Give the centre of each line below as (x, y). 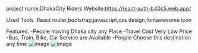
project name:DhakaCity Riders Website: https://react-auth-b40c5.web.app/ (99, 9)
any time (17, 44)
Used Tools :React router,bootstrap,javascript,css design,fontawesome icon (99, 20)
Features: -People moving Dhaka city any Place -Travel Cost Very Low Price (99, 31)
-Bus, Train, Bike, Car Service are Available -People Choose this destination (99, 37)
